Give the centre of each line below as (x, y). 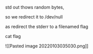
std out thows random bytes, (35, 7)
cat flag (13, 36)
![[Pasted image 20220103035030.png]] (47, 46)
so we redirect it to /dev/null (34, 17)
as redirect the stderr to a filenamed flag (47, 26)
